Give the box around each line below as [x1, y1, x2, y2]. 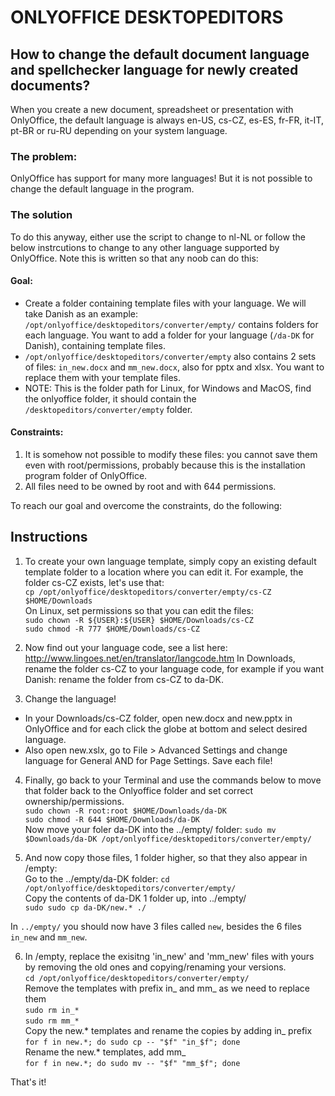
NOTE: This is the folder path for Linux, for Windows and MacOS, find [24, 382, 312, 394]
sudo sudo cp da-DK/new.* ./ [24, 902, 147, 913]
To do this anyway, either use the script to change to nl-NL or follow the [10, 231, 306, 243]
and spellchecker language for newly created [10, 61, 299, 78]
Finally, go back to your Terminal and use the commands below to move [24, 774, 322, 786]
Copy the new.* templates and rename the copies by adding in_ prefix [24, 1024, 313, 1036]
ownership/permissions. [24, 795, 125, 807]
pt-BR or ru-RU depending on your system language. [10, 125, 228, 136]
